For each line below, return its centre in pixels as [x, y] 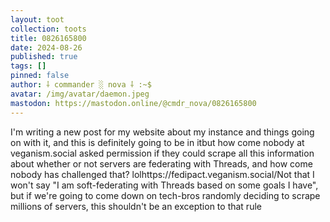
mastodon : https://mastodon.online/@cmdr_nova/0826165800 [133, 103]
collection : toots [48, 29]
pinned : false [40, 76]
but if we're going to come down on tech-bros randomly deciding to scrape [165, 195]
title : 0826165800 [48, 38]
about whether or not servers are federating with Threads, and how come [161, 163]
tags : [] [28, 66]
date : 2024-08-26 [46, 47]
